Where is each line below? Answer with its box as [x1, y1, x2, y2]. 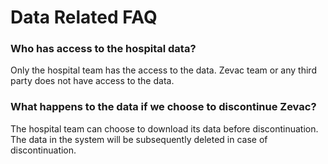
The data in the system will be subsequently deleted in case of [10, 133, 268, 145]
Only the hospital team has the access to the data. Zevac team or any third [10, 64, 317, 76]
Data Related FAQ [10, 6, 158, 29]
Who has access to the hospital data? [10, 42, 197, 56]
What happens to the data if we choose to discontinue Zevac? [10, 100, 317, 114]
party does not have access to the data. [10, 75, 175, 87]
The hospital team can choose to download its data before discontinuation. [10, 122, 319, 135]
